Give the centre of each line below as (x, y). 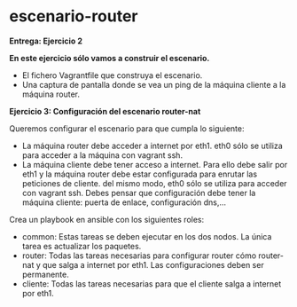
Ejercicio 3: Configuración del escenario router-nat (105, 111)
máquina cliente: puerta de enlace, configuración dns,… (124, 202)
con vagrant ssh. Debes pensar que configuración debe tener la (139, 193)
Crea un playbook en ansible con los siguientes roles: (107, 219)
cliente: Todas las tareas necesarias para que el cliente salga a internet (152, 283)
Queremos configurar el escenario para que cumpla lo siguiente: (127, 128)
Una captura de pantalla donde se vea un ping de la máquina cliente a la (154, 84)
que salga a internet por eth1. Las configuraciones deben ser (153, 264)
